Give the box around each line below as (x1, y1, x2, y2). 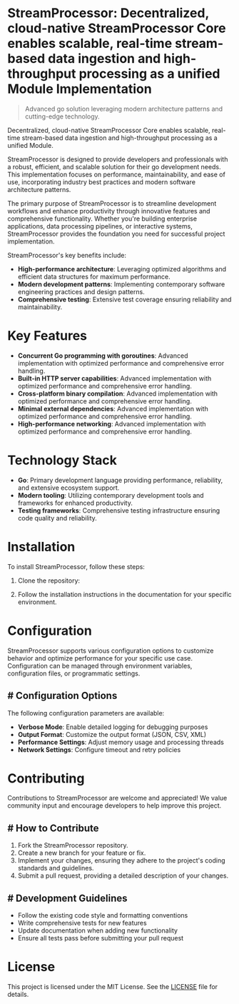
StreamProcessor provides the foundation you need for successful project (7, 229, 225, 238)
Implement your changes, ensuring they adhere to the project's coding (17, 856, 226, 865)
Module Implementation (7, 81, 152, 97)
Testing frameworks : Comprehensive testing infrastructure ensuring (17, 506, 220, 515)
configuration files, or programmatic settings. (7, 669, 141, 678)
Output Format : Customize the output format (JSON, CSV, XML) (17, 730, 207, 738)
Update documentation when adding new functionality (17, 926, 178, 935)
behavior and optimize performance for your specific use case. (7, 653, 193, 662)
